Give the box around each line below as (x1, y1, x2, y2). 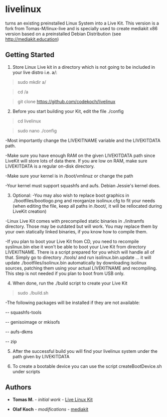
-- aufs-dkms (5, 329, 33, 335)
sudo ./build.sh (17, 290, 49, 296)
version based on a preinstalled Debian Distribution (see (5, 31, 121, 37)
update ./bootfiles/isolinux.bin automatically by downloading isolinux (5, 259, 147, 265)
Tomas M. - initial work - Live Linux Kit (12, 396, 93, 402)
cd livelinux (17, 118, 41, 124)
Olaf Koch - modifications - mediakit (12, 406, 89, 412)
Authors (5, 383, 32, 392)
